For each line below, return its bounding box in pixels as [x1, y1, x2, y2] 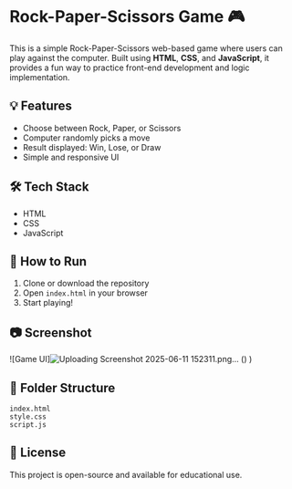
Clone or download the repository [22, 278, 150, 289]
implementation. [9, 71, 70, 82]
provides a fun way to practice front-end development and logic [9, 62, 250, 73]
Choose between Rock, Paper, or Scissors [22, 122, 182, 133]
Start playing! [22, 297, 74, 308]
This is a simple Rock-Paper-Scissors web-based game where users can [9, 42, 283, 54]
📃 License [9, 445, 67, 461]
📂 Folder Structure [9, 380, 116, 396]
